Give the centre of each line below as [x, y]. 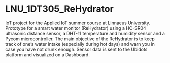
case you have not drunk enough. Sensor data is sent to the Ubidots [76, 49]
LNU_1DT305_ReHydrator [60, 9]
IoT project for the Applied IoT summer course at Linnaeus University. [78, 23]
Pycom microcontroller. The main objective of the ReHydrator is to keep [80, 39]
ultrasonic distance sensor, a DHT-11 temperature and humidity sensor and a [85, 33]
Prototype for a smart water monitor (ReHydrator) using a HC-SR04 [76, 28]
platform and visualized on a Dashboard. [47, 55]
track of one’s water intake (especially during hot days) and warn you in [80, 44]
